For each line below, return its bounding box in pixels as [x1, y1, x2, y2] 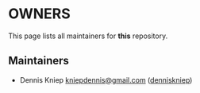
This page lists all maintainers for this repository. [8, 31, 168, 41]
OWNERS [8, 5, 71, 23]
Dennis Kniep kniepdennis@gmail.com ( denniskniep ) [19, 75, 193, 84]
